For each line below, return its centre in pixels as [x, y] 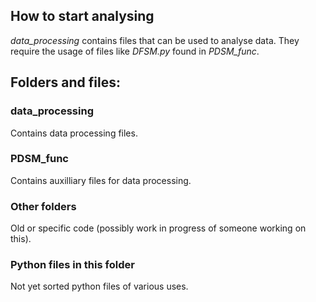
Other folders [43, 206]
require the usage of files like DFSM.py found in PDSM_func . [135, 51]
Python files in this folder [72, 265]
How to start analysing [82, 16]
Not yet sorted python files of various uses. [99, 286]
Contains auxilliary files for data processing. [101, 180]
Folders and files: [65, 82]
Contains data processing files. [74, 133]
